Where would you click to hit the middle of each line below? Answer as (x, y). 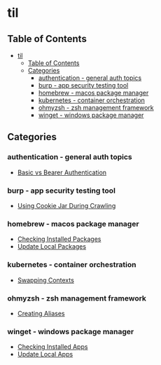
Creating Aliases (41, 313)
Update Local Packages (51, 247)
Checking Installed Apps (52, 347)
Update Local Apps (45, 354)
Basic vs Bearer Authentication (62, 172)
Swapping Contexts (46, 280)
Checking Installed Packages (59, 239)
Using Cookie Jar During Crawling (66, 205)
